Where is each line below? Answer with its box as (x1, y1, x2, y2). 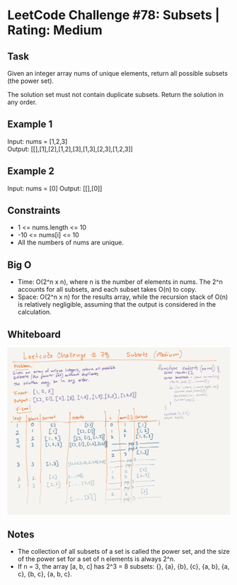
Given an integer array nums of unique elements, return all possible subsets (7, 69, 229, 77)
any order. (7, 98, 37, 106)
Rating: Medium (7, 22, 103, 38)
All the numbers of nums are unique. (17, 238, 124, 247)
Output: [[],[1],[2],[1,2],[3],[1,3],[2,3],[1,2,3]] (7, 144, 133, 153)
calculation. (17, 308, 52, 317)
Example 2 (7, 165, 54, 177)
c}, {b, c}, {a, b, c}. (17, 570, 73, 579)
